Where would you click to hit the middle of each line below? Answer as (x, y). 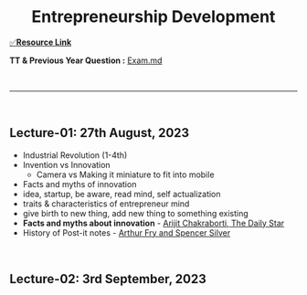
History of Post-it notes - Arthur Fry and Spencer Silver (127, 232)
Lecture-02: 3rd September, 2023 (108, 279)
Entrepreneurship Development (153, 17)
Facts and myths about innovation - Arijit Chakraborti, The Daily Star (153, 223)
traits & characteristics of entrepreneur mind (106, 204)
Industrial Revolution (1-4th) (75, 155)
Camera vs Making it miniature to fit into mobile (125, 174)
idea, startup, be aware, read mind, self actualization (122, 194)
